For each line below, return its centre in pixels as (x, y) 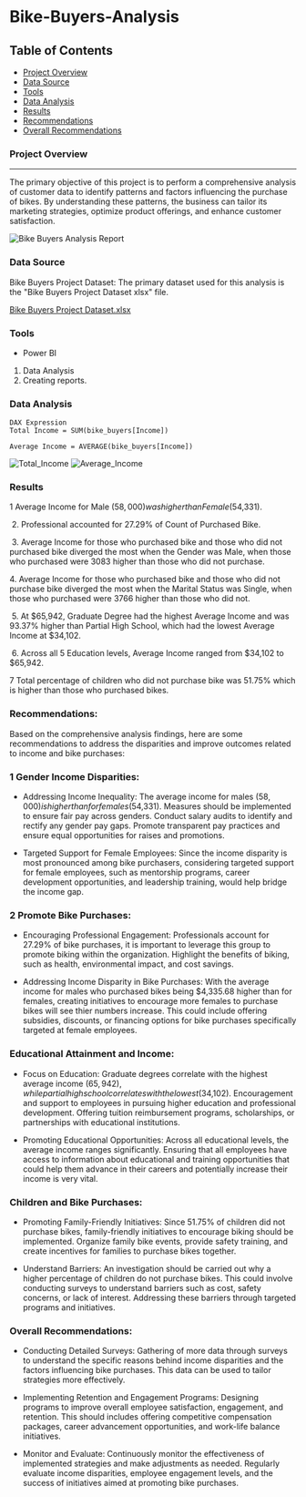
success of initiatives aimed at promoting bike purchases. (131, 1483)
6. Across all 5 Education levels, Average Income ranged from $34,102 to (148, 653)
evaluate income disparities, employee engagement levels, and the (148, 1473)
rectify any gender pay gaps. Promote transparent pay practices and (151, 825)
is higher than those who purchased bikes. (89, 691)
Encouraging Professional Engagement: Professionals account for (146, 935)
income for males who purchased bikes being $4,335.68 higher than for (158, 991)
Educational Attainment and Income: (92, 1054)
